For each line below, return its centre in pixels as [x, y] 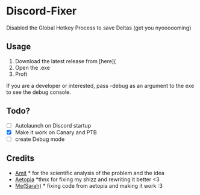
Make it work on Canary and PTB [56, 132]
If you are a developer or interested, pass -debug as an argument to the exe [100, 85]
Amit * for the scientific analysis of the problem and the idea [89, 173]
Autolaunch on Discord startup [53, 125]
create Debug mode [40, 139]
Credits [20, 159]
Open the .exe [32, 67]
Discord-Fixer [42, 11]
